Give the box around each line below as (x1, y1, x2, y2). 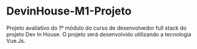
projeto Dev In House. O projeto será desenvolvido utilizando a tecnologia (6, 30, 192, 38)
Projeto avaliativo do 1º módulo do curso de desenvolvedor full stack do (6, 24, 187, 31)
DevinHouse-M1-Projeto (6, 4, 132, 18)
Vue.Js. (6, 37, 26, 44)
